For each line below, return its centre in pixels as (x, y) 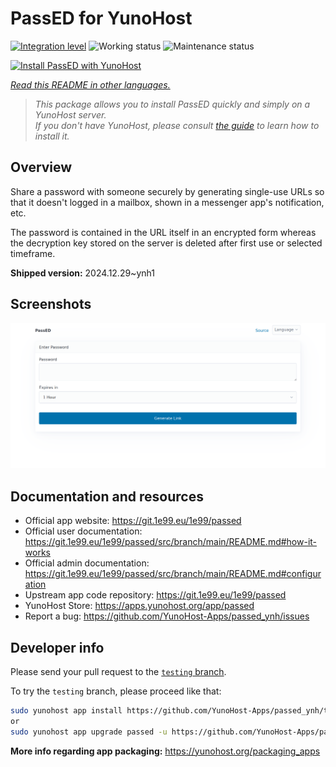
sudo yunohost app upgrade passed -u (89, 732)
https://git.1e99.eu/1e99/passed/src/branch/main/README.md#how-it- (171, 542)
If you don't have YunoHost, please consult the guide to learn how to (177, 125)
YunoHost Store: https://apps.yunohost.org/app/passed (139, 606)
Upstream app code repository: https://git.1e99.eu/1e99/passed (155, 595)
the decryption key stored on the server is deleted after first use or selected (166, 243)
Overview (41, 167)
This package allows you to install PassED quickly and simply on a (172, 104)
